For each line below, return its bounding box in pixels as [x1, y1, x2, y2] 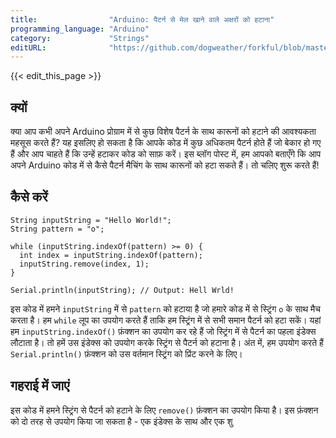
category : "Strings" [10, 33, 150, 43]
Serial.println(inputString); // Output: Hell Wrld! [10, 285, 235, 295]
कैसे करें [10, 189, 48, 206]
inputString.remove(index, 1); [19, 259, 150, 269]
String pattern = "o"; [10, 224, 105, 234]
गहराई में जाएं [10, 377, 70, 395]
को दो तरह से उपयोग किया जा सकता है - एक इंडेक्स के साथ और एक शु [10, 415, 233, 427]
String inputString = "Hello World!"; [10, 215, 172, 225]
